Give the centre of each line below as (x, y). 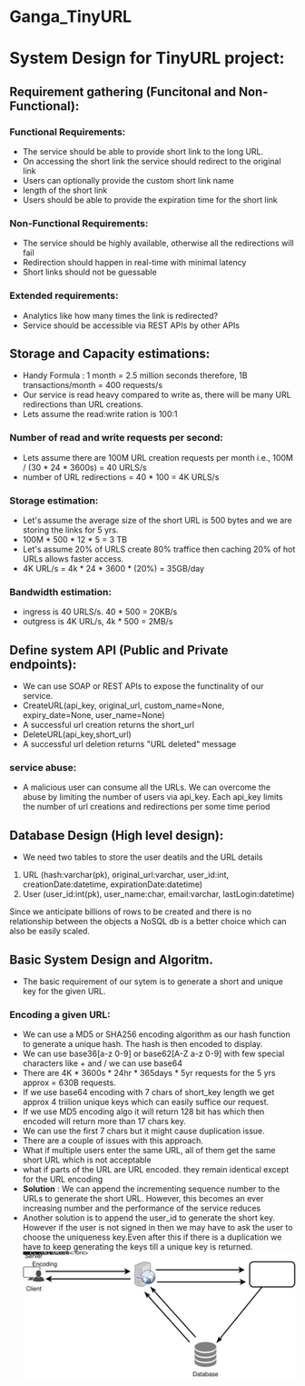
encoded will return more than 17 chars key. (104, 1122)
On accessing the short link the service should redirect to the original (152, 162)
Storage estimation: (54, 500)
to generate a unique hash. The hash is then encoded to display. (143, 1044)
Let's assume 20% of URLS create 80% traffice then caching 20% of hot (159, 549)
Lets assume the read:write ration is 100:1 (100, 414)
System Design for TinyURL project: (147, 59)
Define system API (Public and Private (119, 650)
